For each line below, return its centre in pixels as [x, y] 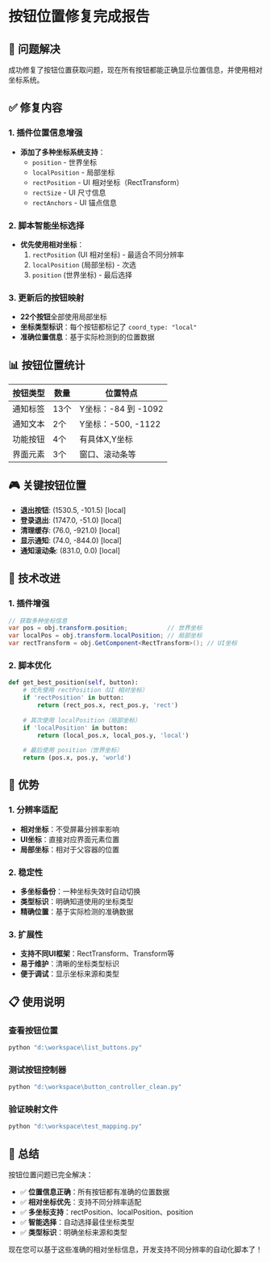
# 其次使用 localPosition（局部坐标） [82, 720]
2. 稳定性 [26, 872]
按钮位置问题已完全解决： [51, 1175]
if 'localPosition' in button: [75, 728]
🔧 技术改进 [34, 578]
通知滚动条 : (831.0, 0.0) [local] [70, 550]
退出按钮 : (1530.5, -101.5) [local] [73, 510]
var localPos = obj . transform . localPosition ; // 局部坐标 [106, 636]
